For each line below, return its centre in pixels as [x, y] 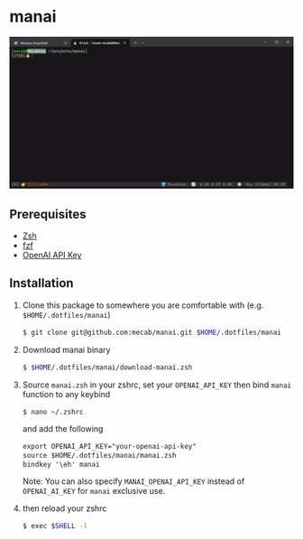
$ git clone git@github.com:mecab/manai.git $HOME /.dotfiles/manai [151, 332]
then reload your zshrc [64, 508]
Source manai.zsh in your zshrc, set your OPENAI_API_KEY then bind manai [156, 385]
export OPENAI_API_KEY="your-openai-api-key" [109, 447]
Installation [41, 283]
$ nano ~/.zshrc [53, 412]
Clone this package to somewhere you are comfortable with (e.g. [143, 305]
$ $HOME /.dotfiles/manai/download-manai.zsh [107, 367]
